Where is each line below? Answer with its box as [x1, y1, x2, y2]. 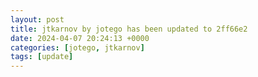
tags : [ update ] [10, 52, 74, 62]
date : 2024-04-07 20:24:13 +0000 [10, 33, 150, 43]
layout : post [10, 14, 65, 25]
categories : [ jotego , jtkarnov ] [10, 42, 145, 53]
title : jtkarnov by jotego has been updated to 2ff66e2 [10, 24, 248, 34]
